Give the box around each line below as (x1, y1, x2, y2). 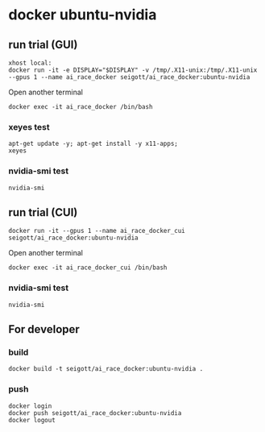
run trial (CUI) (8, 206, 78, 219)
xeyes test (8, 121, 50, 132)
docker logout (8, 416, 56, 424)
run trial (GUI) (8, 38, 78, 52)
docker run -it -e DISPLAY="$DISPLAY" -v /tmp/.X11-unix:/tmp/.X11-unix (8, 66, 258, 74)
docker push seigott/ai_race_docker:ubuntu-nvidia (8, 409, 182, 417)
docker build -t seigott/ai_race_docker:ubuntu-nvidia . (8, 365, 204, 373)
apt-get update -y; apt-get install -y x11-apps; (8, 139, 179, 148)
